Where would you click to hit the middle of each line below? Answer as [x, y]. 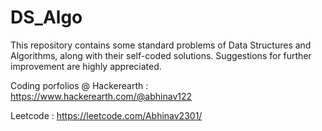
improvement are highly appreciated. [86, 66]
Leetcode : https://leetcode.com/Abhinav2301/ [106, 115]
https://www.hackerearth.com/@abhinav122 [101, 96]
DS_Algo [46, 17]
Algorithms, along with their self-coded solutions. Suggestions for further [161, 55]
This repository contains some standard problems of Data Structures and [161, 45]
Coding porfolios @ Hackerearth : [79, 85]
